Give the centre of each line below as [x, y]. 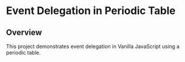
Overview [24, 32]
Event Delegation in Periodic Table [91, 11]
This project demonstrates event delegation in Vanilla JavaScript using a [93, 46]
